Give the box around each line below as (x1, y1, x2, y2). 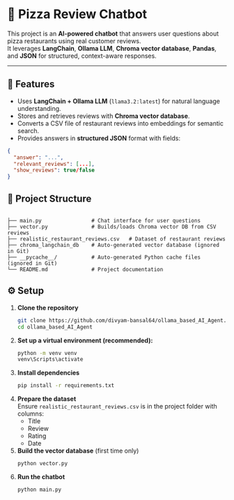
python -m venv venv (17, 349, 77, 356)
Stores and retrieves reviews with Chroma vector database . (17, 112, 190, 120)
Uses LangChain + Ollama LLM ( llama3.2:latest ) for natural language (17, 97, 221, 105)
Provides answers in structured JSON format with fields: (17, 134, 181, 142)
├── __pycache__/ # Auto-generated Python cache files (7, 254, 201, 261)
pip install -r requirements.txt (17, 382, 115, 389)
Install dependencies (17, 369, 80, 377)
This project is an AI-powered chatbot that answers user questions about (7, 29, 219, 38)
